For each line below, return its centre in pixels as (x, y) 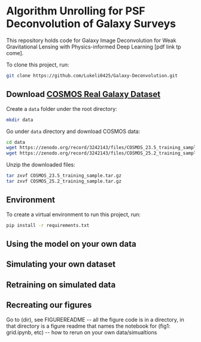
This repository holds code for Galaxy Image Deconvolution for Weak (91, 40)
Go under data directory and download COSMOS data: (73, 131)
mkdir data (20, 120)
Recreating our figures (49, 305)
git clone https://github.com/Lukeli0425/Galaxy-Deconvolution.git (92, 75)
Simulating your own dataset (61, 264)
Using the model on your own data (71, 244)
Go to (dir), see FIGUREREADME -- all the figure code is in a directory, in (95, 319)
